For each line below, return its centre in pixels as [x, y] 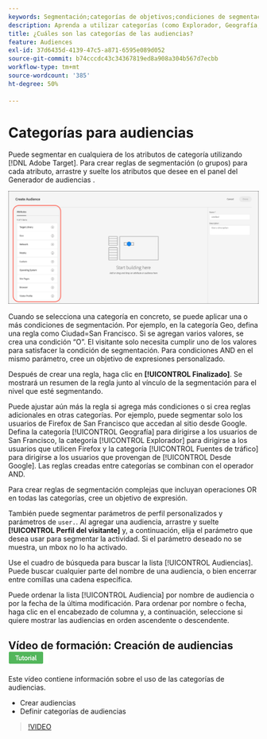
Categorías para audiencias [101, 132]
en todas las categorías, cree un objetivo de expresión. [98, 498]
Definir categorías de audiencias [73, 711]
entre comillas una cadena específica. [70, 580]
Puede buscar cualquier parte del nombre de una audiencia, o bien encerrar [132, 571]
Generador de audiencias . [52, 180]
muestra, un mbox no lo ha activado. [68, 547]
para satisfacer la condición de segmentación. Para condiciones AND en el [131, 351]
